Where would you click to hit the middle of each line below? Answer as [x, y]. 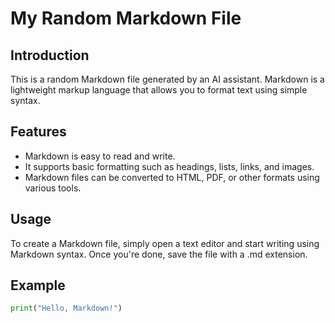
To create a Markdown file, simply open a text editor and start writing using [165, 243]
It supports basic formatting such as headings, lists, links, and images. [169, 166]
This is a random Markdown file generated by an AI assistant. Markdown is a [167, 79]
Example [38, 285]
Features [38, 132]
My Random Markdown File [126, 18]
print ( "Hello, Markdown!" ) [66, 308]
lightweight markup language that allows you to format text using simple [159, 90]
